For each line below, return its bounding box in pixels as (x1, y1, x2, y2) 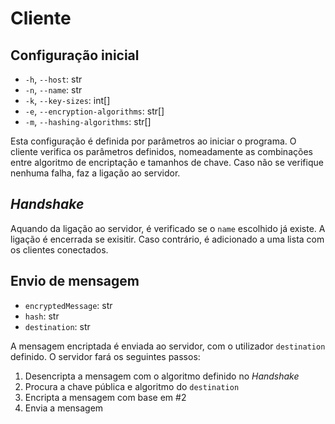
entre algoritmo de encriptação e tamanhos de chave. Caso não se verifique (10, 157, 324, 168)
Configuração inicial (10, 47, 140, 64)
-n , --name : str (24, 84, 83, 96)
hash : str (24, 310, 60, 322)
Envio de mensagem (10, 273, 140, 290)
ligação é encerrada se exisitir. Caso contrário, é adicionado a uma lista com (10, 233, 325, 245)
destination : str (24, 320, 91, 332)
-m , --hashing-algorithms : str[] (24, 116, 152, 127)
